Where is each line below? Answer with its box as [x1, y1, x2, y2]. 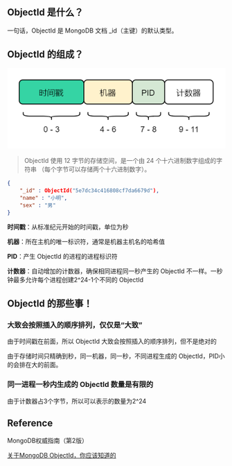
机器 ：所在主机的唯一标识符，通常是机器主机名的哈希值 [7, 237, 165, 245]
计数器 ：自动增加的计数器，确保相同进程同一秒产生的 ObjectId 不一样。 [7, 266, 211, 275]
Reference [7, 417, 53, 429]
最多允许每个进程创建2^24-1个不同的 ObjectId [12, 275, 144, 284]
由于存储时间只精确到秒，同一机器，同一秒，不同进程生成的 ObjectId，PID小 [7, 352, 225, 361]
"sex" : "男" [19, 202, 57, 209]
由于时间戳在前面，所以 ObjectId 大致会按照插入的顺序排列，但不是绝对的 [7, 337, 217, 345]
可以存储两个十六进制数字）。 [68, 165, 151, 173]
